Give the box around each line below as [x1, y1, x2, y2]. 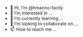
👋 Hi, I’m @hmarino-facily [10, 5, 63, 10]
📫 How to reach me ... [10, 26, 57, 32]
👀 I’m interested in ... [10, 10, 53, 16]
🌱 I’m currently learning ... [10, 15, 64, 21]
